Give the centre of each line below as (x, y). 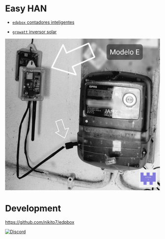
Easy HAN (26, 9)
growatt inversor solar (34, 32)
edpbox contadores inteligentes (43, 22)
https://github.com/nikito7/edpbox (40, 222)
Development (33, 208)
